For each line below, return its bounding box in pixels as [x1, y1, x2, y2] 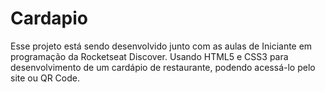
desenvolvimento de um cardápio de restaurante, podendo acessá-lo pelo [10, 61, 316, 73]
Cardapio [10, 7, 89, 30]
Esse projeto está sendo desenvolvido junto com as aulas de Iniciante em [10, 40, 313, 52]
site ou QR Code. [10, 72, 80, 84]
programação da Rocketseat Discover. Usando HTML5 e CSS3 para [10, 50, 289, 62]
